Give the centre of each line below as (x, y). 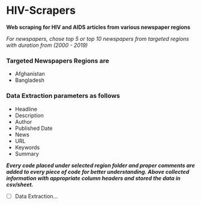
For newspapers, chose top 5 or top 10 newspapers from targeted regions (97, 38)
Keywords (27, 147)
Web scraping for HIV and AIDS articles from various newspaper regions (98, 27)
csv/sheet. (20, 185)
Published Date (34, 128)
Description (29, 115)
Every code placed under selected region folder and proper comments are (100, 165)
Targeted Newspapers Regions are (58, 61)
